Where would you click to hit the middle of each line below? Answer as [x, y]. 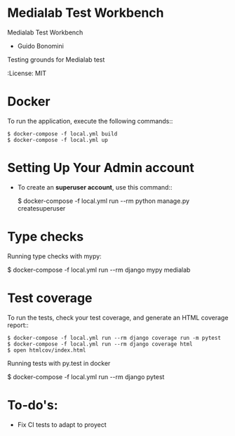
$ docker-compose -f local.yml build [62, 134]
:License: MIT [27, 73]
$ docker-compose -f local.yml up [58, 140]
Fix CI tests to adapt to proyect [62, 424]
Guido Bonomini [41, 46]
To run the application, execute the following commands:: [90, 121]
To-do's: [33, 405]
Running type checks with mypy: [54, 256]
